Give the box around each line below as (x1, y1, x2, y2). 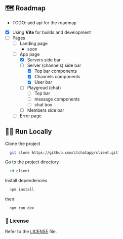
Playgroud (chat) (27, 85, 61, 91)
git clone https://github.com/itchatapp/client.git (9, 150, 119, 155)
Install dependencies (5, 178, 48, 184)
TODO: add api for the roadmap (12, 19, 77, 26)
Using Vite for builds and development (12, 29, 91, 35)
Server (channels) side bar (27, 62, 82, 68)
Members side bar (27, 107, 65, 113)
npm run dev (9, 206, 35, 211)
